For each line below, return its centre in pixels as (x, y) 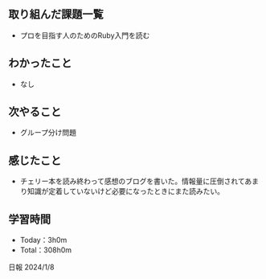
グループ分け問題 (48, 133)
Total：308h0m (46, 250)
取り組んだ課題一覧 (56, 14)
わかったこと (40, 63)
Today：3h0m (43, 240)
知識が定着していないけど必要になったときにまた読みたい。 (126, 191)
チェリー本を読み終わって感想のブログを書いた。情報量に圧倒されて (132, 181)
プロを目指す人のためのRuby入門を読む (85, 35)
